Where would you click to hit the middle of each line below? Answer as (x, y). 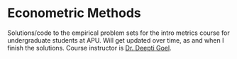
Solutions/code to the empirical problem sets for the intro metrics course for (119, 33)
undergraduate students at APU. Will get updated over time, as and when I (116, 40)
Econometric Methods (74, 13)
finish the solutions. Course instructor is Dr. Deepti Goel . (89, 48)
